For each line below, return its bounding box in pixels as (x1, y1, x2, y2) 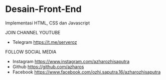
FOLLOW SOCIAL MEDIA (5, 49, 57, 55)
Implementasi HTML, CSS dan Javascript (5, 20, 90, 26)
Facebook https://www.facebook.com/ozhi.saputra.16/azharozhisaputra (12, 69, 161, 75)
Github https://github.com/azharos (12, 64, 84, 70)
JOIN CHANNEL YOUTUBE (5, 29, 61, 35)
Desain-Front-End (5, 3, 82, 15)
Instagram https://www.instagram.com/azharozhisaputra (12, 58, 130, 64)
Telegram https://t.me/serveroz (12, 39, 77, 45)
